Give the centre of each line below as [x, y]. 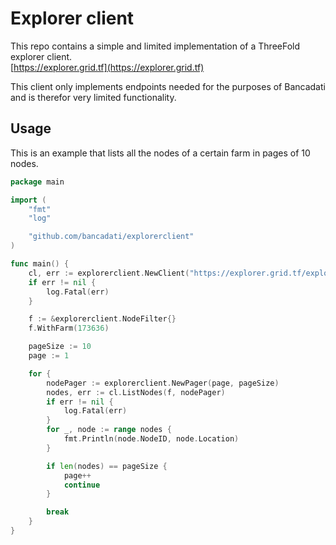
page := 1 [49, 356]
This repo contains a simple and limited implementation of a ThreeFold [155, 46]
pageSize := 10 [60, 347]
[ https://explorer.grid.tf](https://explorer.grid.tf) [107, 67]
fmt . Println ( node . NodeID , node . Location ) [151, 439]
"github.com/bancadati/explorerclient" [111, 237]
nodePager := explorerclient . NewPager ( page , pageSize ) [163, 383]
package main [37, 182]
